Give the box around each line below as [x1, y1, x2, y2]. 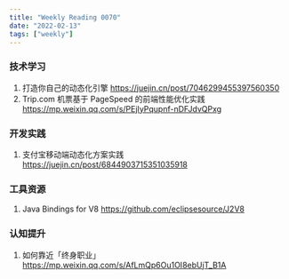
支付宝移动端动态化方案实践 [21, 148, 124, 160]
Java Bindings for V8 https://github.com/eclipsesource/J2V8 [21, 203, 245, 214]
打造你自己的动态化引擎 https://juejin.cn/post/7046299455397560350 [21, 82, 280, 93]
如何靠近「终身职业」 [21, 250, 100, 260]
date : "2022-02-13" [9, 21, 82, 30]
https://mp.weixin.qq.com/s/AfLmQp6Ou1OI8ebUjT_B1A [21, 259, 227, 270]
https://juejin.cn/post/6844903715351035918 [21, 159, 189, 170]
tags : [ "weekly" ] [9, 29, 74, 38]
